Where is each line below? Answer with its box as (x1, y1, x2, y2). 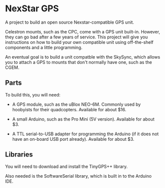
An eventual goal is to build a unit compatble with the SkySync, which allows (5, 54, 161, 60)
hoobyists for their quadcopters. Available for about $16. (12, 106, 127, 112)
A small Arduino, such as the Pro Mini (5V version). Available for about (12, 116, 155, 122)
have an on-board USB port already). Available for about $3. (12, 136, 134, 142)
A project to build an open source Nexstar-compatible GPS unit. (5, 19, 134, 25)
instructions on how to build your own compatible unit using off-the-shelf (5, 39, 154, 45)
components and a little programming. (5, 44, 83, 50)
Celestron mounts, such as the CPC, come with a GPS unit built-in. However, (5, 29, 160, 34)
